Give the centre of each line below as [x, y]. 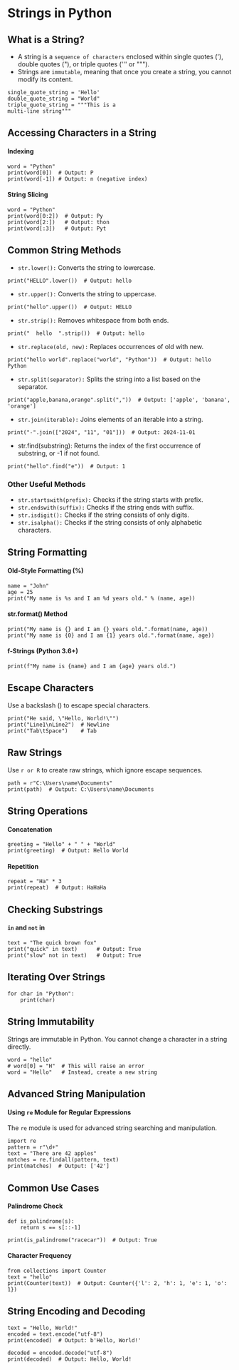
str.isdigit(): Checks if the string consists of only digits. [103, 515]
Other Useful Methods [47, 484]
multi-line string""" [39, 111]
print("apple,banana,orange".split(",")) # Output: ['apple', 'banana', [119, 400]
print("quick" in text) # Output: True [74, 949]
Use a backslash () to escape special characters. [79, 705]
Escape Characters [51, 688]
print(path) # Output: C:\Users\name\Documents [81, 789]
